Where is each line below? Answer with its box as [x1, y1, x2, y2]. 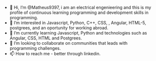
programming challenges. [9, 46, 61, 51]
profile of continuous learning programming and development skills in [9, 10, 149, 15]
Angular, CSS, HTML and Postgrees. [9, 35, 82, 41]
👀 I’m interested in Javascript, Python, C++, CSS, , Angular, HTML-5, [9, 20, 146, 25]
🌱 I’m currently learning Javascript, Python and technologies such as [9, 30, 147, 36]
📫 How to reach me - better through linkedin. [9, 51, 101, 56]
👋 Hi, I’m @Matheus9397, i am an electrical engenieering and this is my [9, 5, 152, 10]
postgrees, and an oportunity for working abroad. [9, 25, 109, 31]
